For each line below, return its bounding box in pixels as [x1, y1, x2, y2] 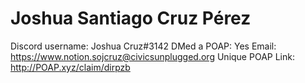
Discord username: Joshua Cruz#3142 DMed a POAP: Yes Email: [10, 40, 277, 52]
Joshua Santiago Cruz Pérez [10, 7, 252, 30]
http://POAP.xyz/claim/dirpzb [10, 61, 131, 73]
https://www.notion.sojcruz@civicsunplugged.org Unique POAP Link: [10, 50, 295, 62]
